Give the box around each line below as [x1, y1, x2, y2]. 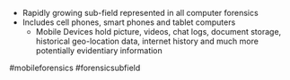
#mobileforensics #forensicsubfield [9, 62, 141, 73]
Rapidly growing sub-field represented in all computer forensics [22, 8, 259, 18]
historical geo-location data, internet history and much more [35, 36, 259, 46]
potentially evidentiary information [35, 45, 163, 56]
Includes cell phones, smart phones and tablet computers [22, 17, 236, 28]
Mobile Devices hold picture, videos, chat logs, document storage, [35, 27, 282, 36]
